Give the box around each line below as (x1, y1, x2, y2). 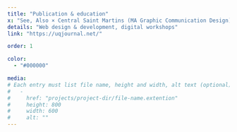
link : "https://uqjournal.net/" (7, 30, 102, 37)
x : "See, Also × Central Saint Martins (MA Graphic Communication (7, 17, 207, 24)
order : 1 (7, 43, 33, 50)
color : (7, 56, 27, 63)
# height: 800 (7, 101, 61, 108)
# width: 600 (7, 107, 59, 115)
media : (7, 75, 27, 82)
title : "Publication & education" (7, 10, 109, 18)
